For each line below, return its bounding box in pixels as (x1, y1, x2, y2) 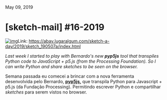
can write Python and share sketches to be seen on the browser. (5, 63, 138, 69)
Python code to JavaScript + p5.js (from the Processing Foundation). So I (5, 58, 156, 64)
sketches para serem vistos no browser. (5, 89, 87, 95)
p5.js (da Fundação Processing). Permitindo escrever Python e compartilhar (5, 84, 161, 90)
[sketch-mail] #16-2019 (5, 22, 105, 33)
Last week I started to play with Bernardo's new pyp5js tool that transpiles (5, 53, 159, 59)
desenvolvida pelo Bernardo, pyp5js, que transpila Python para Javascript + (5, 78, 163, 84)
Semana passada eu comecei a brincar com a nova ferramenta (5, 73, 135, 79)
